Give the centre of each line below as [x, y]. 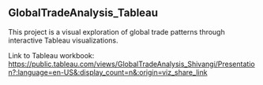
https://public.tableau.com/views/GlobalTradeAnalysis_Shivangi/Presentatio [131, 64]
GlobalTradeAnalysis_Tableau [83, 13]
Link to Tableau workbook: [51, 55]
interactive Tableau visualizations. [63, 40]
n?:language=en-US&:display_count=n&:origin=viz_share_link [108, 72]
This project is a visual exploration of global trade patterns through [116, 31]
